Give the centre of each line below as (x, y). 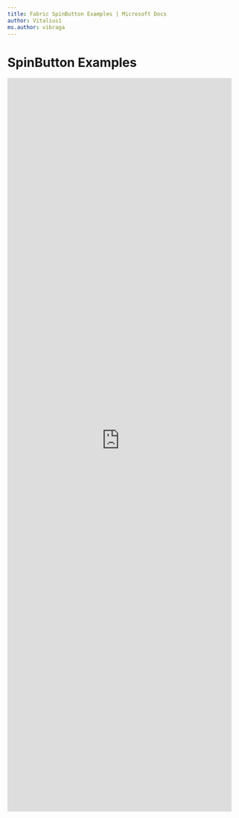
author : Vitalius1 (34, 21)
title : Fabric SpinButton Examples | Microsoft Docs (87, 14)
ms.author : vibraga (36, 27)
